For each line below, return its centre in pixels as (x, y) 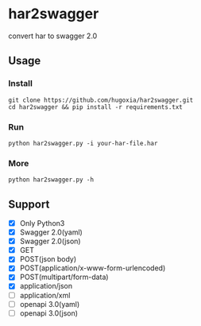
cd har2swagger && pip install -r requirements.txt (95, 107)
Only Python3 (42, 223)
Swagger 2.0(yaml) (51, 232)
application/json (46, 286)
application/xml (45, 295)
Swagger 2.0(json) (50, 241)
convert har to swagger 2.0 (53, 36)
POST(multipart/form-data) (64, 277)
